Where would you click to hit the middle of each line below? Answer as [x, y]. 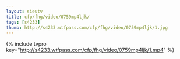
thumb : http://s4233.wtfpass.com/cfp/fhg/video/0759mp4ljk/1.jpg [87, 27]
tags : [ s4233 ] [23, 22]
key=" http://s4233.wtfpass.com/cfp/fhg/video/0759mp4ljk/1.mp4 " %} [90, 50]
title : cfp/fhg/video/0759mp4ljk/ [48, 17]
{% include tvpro [26, 44]
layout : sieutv [24, 11]
